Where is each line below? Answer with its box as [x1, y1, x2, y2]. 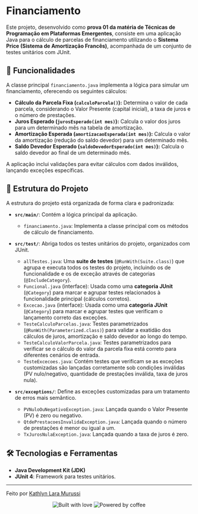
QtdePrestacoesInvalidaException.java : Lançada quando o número [23, 418, 187, 425]
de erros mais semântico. [14, 394, 77, 401]
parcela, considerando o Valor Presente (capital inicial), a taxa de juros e [14, 105, 191, 112]
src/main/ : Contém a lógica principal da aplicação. [14, 211, 138, 218]
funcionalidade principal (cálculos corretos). [23, 295, 131, 302]
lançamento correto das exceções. [23, 314, 108, 321]
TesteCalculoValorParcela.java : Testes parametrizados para [23, 339, 171, 346]
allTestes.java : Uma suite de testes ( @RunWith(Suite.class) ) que [23, 257, 184, 264]
